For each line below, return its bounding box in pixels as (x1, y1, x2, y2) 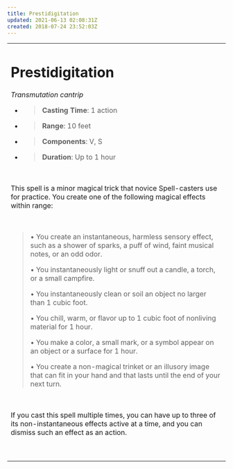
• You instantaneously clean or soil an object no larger (30, 289, 207, 299)
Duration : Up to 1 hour (42, 152, 116, 161)
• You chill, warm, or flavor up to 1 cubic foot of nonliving (30, 313, 216, 323)
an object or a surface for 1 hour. (30, 346, 138, 355)
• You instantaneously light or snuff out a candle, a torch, (30, 265, 216, 274)
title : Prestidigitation (7, 10, 79, 17)
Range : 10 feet (42, 121, 92, 130)
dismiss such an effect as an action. (10, 427, 127, 437)
